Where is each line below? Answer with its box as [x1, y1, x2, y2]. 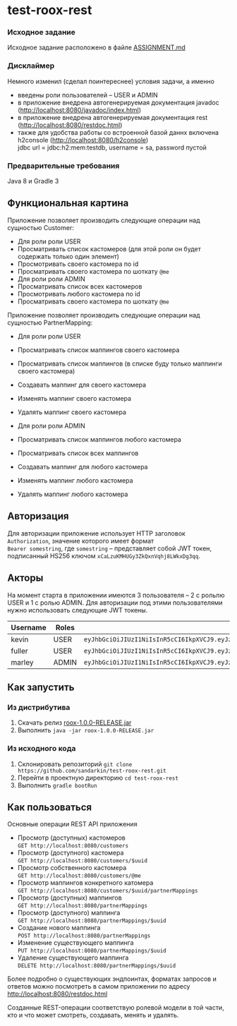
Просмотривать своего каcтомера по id [17, 260, 139, 268]
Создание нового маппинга [17, 924, 101, 932]
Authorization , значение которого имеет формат [7, 536, 154, 545]
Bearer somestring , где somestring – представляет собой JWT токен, [7, 544, 212, 553]
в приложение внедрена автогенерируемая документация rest [17, 113, 208, 121]
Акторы [7, 572, 44, 584]
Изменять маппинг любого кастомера [17, 476, 133, 485]
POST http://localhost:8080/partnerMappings [17, 932, 151, 940]
